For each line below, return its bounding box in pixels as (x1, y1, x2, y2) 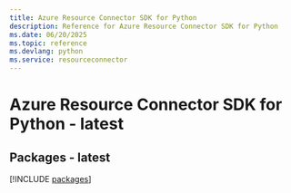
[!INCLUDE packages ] (9, 174, 92, 184)
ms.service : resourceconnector (9, 55, 128, 64)
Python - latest (9, 114, 125, 134)
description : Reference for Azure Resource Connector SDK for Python (9, 22, 279, 31)
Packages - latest (9, 150, 111, 165)
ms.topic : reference (9, 38, 88, 48)
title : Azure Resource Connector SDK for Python (9, 13, 197, 23)
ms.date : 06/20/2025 (9, 30, 88, 39)
